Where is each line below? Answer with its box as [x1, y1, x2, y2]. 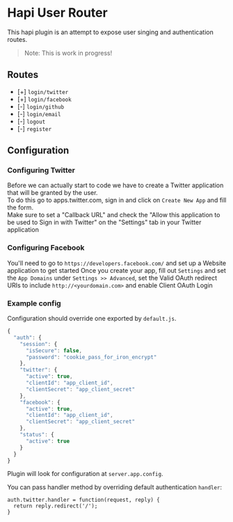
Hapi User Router [7, 5, 108, 21]
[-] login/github [17, 102, 65, 111]
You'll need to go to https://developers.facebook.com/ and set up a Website [7, 259, 227, 267]
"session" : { [19, 340, 58, 347]
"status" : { [19, 432, 54, 438]
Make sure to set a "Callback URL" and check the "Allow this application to [7, 211, 220, 219]
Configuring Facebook [7, 243, 85, 253]
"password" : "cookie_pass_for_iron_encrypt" [25, 354, 157, 361]
